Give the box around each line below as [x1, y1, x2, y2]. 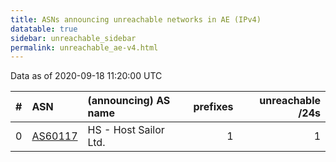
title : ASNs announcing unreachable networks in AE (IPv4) [10, 14, 262, 25]
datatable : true [10, 24, 78, 34]
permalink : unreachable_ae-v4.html [10, 42, 159, 53]
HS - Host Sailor [87, 123, 165, 137]
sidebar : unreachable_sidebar [10, 33, 137, 43]
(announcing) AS [87, 94, 171, 108]
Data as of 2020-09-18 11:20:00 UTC [10, 70, 163, 82]
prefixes [193, 100, 234, 114]
